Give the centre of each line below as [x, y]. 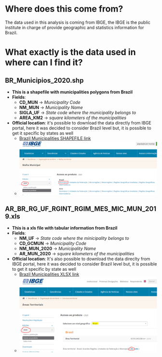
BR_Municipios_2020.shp [44, 80]
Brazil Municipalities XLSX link [49, 274]
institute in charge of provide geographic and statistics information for [74, 27]
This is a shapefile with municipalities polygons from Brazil [72, 92]
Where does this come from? [64, 9]
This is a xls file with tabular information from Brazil [65, 228]
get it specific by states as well [43, 133]
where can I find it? [44, 63]
